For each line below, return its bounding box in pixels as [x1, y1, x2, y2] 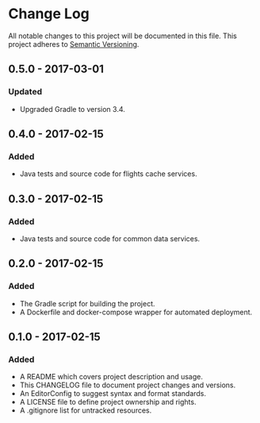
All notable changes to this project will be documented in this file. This [8, 31, 238, 40]
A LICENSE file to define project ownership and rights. [19, 398, 197, 407]
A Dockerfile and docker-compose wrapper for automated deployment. [19, 307, 253, 317]
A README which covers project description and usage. [19, 372, 204, 382]
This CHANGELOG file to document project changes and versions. [19, 380, 236, 390]
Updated [8, 87, 42, 98]
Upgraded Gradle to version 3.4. [19, 104, 125, 113]
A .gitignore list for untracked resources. [19, 406, 152, 415]
